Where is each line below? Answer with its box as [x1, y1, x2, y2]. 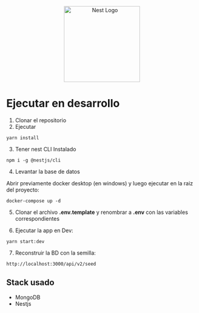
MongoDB [15, 294, 41, 301]
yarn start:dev [6, 238, 45, 244]
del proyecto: [6, 186, 39, 193]
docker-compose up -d [6, 198, 61, 204]
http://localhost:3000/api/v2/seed [6, 261, 96, 267]
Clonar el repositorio [15, 116, 67, 124]
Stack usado [6, 277, 55, 288]
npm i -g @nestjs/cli [6, 157, 61, 163]
